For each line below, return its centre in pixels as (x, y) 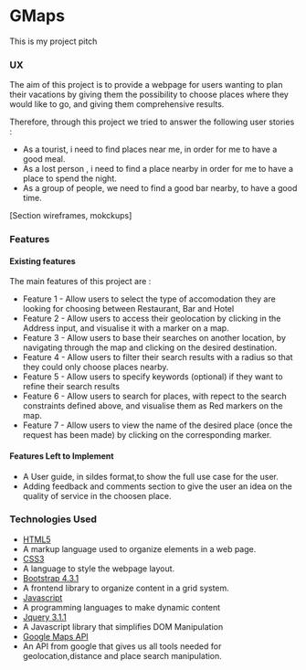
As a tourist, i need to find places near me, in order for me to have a (150, 149)
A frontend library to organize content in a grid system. (126, 588)
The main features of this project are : (80, 282)
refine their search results (71, 387)
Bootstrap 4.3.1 (51, 578)
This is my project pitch (53, 41)
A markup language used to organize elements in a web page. (139, 548)
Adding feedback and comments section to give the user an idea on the (157, 486)
